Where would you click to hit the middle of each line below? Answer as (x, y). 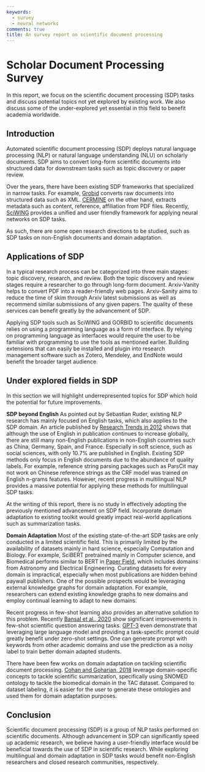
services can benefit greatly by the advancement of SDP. (78, 311)
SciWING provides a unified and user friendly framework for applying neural (102, 213)
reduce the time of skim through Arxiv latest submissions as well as (91, 297)
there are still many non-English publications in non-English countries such (101, 440)
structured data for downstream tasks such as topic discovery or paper (96, 168)
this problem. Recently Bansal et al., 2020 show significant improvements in (102, 619)
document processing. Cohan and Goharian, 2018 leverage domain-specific (102, 670)
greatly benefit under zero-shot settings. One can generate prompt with (97, 638)
